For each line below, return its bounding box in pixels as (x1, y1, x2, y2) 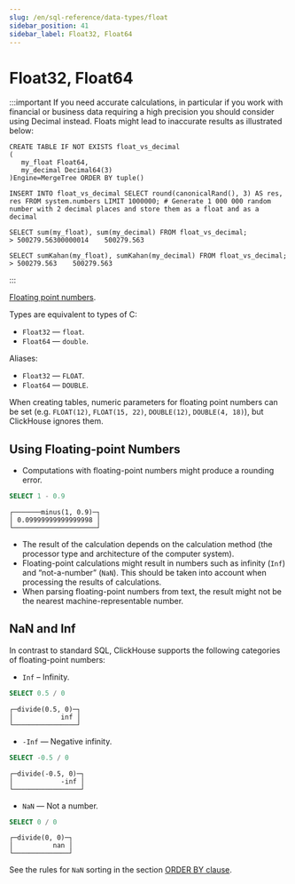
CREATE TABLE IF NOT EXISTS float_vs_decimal (9, 143, 180, 152)
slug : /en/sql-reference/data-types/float (9, 12, 168, 22)
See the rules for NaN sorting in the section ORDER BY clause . (9, 864, 233, 875)
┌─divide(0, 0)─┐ (9, 833, 74, 842)
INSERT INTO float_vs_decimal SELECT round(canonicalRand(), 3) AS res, (9, 189, 283, 198)
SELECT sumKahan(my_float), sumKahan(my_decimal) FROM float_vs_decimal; (9, 251, 288, 260)
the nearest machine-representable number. (21, 596, 184, 606)
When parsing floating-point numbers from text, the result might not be (21, 586, 282, 596)
